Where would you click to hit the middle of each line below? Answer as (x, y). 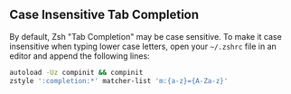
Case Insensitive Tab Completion (104, 15)
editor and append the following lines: (80, 56)
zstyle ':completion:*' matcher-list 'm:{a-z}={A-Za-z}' (119, 80)
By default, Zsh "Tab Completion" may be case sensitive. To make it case (145, 36)
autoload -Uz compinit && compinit (76, 72)
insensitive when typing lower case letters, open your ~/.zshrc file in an (143, 46)
